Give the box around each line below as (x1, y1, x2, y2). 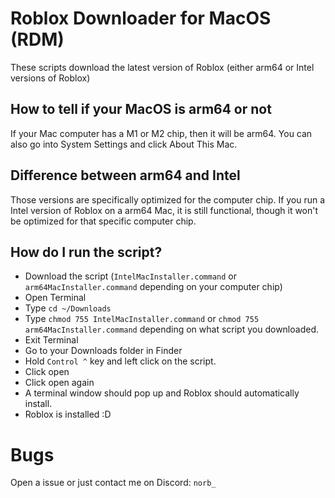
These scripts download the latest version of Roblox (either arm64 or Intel (10, 61, 315, 73)
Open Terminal (24, 292, 87, 304)
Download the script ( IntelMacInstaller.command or (24, 270, 237, 282)
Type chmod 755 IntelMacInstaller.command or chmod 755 (24, 313, 260, 325)
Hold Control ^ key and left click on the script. (24, 355, 217, 367)
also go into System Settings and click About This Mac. (10, 138, 238, 150)
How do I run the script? (10, 243, 163, 261)
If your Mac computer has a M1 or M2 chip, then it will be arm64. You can (10, 127, 313, 139)
